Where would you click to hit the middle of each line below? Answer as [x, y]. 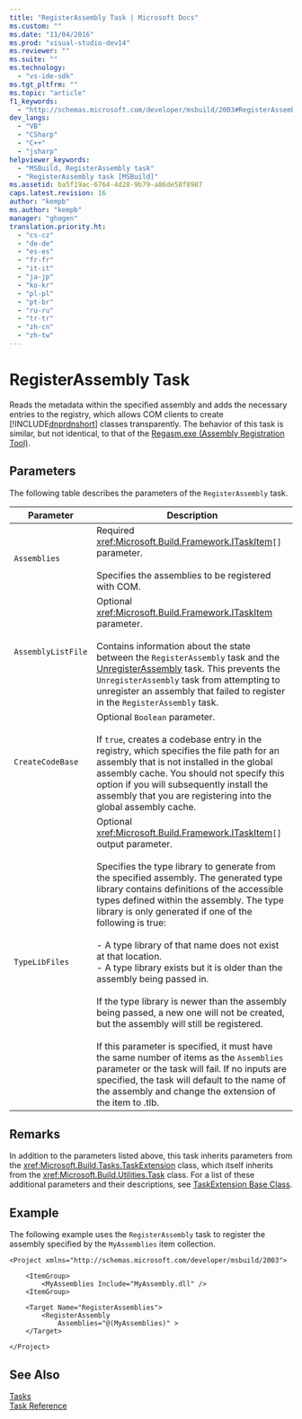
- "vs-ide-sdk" [46, 76]
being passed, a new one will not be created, [190, 1013]
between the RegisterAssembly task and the [188, 657]
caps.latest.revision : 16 [58, 193]
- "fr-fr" [36, 260]
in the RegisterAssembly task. [157, 702]
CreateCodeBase [46, 762]
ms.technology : [38, 68]
